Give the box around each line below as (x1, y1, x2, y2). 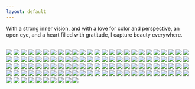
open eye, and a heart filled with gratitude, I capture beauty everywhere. (6, 31, 183, 38)
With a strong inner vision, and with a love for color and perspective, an (6, 25, 180, 32)
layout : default (6, 8, 46, 15)
